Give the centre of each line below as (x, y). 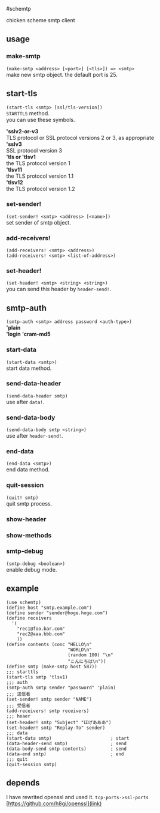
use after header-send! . (35, 436)
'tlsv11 (14, 169)
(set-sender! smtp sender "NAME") (49, 699)
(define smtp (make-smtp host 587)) (52, 666)
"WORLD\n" (80, 650)
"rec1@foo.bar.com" (41, 629)
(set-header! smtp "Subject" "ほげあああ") (59, 722)
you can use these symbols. (41, 119)
